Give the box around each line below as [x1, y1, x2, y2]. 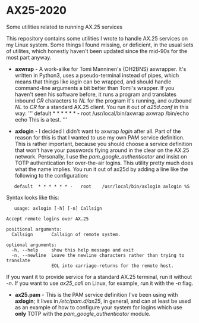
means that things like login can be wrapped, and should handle [14, 78, 172, 85]
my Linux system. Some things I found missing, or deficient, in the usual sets [6, 41, 194, 48]
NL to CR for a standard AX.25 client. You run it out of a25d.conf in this [14, 103, 189, 110]
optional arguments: [6, 242, 58, 248]
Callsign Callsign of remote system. [11, 231, 121, 237]
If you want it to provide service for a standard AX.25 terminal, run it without [6, 273, 192, 280]
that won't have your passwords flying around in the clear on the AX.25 [14, 147, 189, 154]
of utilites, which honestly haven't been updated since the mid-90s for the [6, 47, 188, 54]
